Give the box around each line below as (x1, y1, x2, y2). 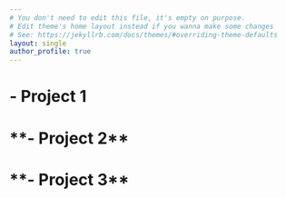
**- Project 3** (9, 169, 130, 190)
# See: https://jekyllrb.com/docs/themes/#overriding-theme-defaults (9, 30, 279, 39)
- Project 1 (9, 86, 87, 107)
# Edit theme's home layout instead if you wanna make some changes (9, 22, 274, 31)
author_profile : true (9, 47, 92, 56)
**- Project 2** (9, 128, 130, 148)
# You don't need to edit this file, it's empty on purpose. (9, 13, 246, 23)
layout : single (9, 38, 67, 48)
